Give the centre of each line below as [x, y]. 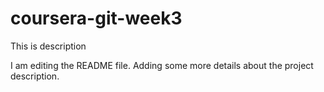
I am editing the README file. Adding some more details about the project [162, 65]
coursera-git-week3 [96, 18]
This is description [48, 46]
